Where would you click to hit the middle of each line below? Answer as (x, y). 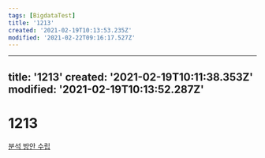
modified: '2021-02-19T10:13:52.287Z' (106, 89)
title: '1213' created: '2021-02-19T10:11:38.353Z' (131, 77)
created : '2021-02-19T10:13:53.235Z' (70, 30)
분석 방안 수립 (30, 146)
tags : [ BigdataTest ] (42, 15)
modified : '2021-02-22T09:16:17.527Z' (72, 38)
